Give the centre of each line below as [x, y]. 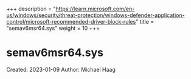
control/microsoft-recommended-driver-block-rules [71, 22]
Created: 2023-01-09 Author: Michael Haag [61, 69]
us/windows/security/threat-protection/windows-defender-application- [95, 15]
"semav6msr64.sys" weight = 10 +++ [53, 28]
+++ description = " [31, 9]
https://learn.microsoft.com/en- [95, 9]
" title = [145, 22]
